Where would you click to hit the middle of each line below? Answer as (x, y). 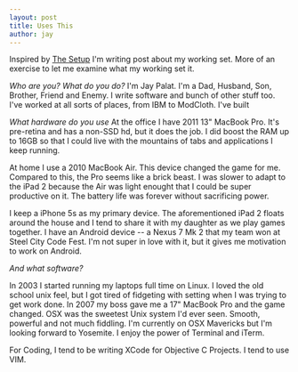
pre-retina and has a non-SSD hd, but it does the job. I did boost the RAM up (149, 132)
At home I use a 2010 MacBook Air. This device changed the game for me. (145, 168)
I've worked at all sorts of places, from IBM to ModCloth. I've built (129, 105)
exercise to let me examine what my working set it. (102, 69)
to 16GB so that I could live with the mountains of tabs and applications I (141, 141)
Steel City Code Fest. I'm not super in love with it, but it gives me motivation (148, 242)
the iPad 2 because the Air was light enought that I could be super (130, 187)
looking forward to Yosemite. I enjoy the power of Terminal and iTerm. (137, 333)
